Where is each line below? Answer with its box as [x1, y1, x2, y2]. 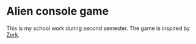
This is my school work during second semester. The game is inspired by [6, 24, 191, 32]
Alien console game [6, 4, 109, 18]
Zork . [6, 31, 20, 38]
